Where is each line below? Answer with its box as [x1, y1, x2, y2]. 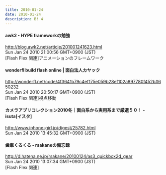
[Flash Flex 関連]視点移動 [5, 95, 57, 101]
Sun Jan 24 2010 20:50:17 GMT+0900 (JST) [5, 89, 96, 95]
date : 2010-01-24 [5, 12, 41, 17]
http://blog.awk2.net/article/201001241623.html [5, 44, 102, 50]
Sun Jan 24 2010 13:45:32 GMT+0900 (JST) [5, 130, 96, 136]
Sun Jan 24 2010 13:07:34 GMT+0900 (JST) [5, 159, 96, 165]
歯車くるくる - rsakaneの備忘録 [5, 142, 70, 148]
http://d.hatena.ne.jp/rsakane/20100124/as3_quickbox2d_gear [5, 153, 133, 159]
